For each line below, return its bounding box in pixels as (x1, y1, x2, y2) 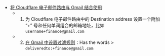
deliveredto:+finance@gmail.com (25, 46, 94, 51)
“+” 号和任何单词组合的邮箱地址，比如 (25, 22, 105, 28)
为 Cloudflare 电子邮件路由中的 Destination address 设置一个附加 (25, 16, 160, 22)
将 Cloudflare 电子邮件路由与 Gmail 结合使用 (10, 5, 102, 10)
